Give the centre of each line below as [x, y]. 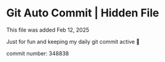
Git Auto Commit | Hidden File [83, 13]
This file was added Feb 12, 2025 [48, 30]
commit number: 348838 [37, 53]
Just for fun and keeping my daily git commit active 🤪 [73, 41]
